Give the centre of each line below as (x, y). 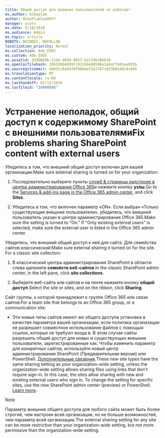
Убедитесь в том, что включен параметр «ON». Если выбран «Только (85, 207)
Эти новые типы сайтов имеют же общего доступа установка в (79, 317)
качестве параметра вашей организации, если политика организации (86, 322)
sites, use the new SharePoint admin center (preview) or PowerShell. (82, 385)
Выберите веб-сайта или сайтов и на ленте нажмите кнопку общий (83, 283)
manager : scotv (21, 23)
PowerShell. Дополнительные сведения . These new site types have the (85, 359)
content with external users (63, 153)
